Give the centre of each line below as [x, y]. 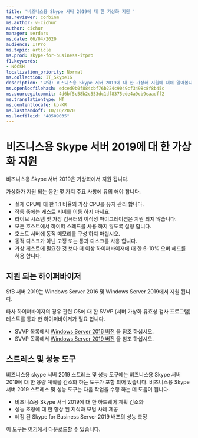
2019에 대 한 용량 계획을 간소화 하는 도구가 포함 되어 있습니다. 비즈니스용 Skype [98, 382]
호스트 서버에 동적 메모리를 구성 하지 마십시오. [67, 234]
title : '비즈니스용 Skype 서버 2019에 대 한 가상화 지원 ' [71, 12]
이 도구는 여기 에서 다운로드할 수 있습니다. [53, 429]
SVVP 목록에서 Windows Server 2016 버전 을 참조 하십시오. [84, 331]
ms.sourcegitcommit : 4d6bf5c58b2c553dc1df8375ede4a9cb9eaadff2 [85, 94]
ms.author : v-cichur [32, 22]
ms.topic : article [29, 50]
